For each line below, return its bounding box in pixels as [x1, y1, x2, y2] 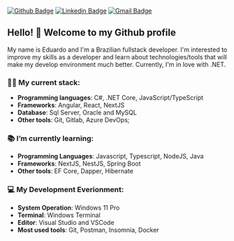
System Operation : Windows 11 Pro [17, 203, 120, 212]
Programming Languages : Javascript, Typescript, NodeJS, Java [17, 152, 204, 161]
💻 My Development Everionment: [7, 185, 124, 195]
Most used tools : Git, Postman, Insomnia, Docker [17, 226, 159, 234]
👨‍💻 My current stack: [7, 78, 80, 87]
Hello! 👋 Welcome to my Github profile [7, 27, 176, 38]
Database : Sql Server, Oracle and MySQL [17, 108, 138, 117]
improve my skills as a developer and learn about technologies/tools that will [7, 52, 227, 61]
